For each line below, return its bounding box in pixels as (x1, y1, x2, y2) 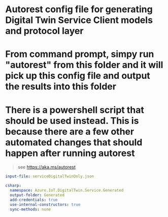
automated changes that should (5, 136, 143, 148)
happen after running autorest (5, 147, 135, 159)
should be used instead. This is (5, 115, 139, 127)
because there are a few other (5, 126, 135, 137)
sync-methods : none (10, 207, 51, 212)
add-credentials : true (10, 197, 58, 202)
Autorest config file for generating (5, 4, 153, 15)
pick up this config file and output (5, 70, 151, 82)
